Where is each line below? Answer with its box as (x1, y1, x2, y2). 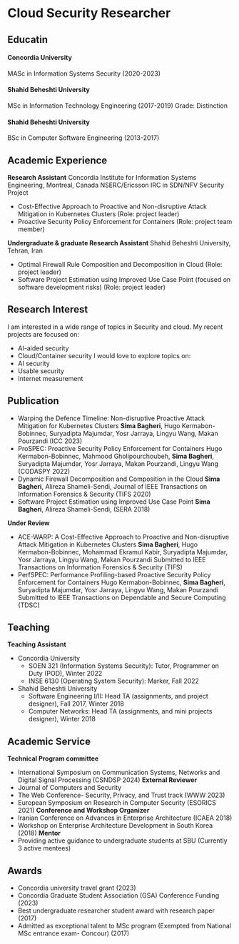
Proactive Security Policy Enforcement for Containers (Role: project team (17, 218, 233, 225)
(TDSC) (17, 601, 41, 609)
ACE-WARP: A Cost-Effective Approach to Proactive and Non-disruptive (17, 532, 230, 541)
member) (17, 225, 45, 233)
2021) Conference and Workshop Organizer (17, 806, 150, 815)
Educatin (7, 34, 49, 46)
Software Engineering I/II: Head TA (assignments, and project (28, 692, 208, 701)
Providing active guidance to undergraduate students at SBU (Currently (17, 836, 228, 845)
